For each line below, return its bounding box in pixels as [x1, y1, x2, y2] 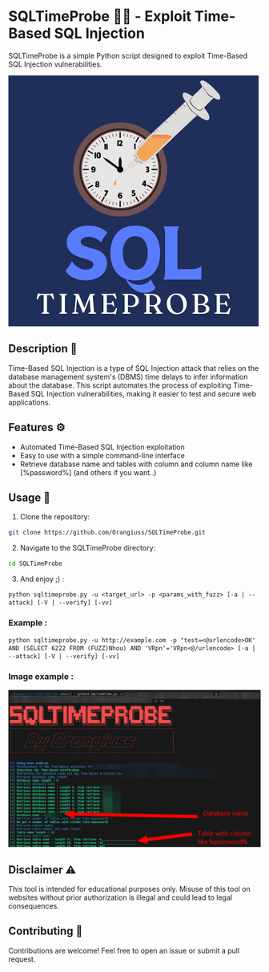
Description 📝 [8, 342, 78, 356]
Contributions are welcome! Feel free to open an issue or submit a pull [8, 946, 240, 955]
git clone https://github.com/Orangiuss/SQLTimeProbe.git [8, 529, 206, 537]
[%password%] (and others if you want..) [19, 467, 157, 477]
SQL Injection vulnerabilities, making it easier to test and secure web [30, 388, 257, 398]
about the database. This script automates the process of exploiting [8, 380, 232, 390]
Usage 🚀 [8, 490, 50, 504]
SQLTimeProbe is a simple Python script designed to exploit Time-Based [8, 51, 248, 60]
